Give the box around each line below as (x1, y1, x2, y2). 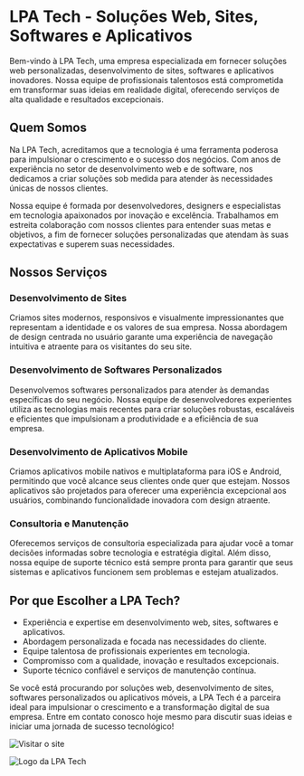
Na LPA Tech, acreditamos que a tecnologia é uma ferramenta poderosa (9, 144, 279, 155)
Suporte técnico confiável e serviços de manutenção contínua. (22, 665, 257, 676)
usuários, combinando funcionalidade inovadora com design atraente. (9, 495, 271, 506)
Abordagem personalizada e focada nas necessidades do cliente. (22, 636, 267, 648)
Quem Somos (9, 120, 88, 136)
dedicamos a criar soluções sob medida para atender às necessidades (9, 173, 273, 184)
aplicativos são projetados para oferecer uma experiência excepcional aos (9, 486, 287, 497)
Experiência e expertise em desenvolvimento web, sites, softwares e (22, 617, 279, 628)
